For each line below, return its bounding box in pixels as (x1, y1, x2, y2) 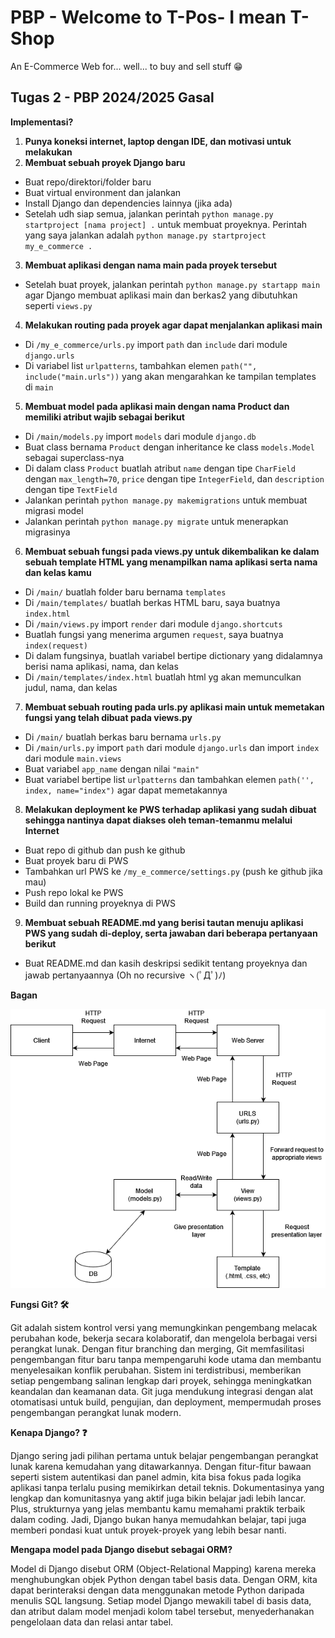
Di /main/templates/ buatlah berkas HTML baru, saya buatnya (24, 596, 281, 608)
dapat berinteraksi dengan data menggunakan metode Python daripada (10, 1584, 305, 1596)
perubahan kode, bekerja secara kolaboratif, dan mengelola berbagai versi (10, 1332, 318, 1344)
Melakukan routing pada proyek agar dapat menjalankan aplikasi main (24, 319, 323, 331)
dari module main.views (24, 752, 122, 764)
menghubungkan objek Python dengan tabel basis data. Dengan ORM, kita (10, 1574, 318, 1585)
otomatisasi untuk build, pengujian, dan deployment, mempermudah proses (10, 1396, 322, 1408)
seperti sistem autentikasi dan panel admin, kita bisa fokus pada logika (10, 1471, 302, 1483)
